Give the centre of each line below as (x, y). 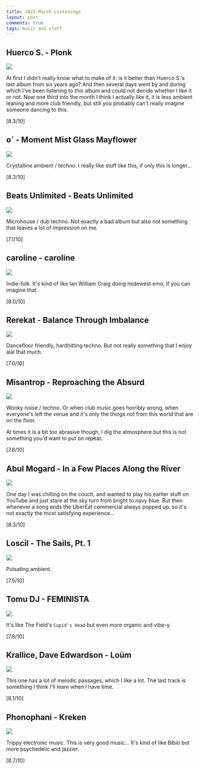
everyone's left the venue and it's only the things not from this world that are (100, 414)
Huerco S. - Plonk (39, 52)
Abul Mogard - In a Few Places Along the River (94, 469)
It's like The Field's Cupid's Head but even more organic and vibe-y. (89, 625)
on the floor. (21, 420)
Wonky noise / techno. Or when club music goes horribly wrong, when (92, 408)
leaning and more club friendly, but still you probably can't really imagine (95, 103)
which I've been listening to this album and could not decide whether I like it (99, 91)
